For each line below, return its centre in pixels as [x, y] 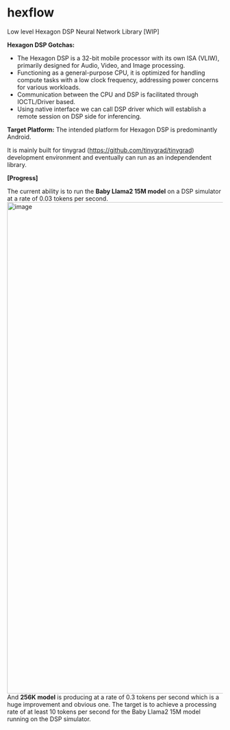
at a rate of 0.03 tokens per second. [57, 198]
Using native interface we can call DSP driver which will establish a [112, 109]
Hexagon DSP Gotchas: [41, 45]
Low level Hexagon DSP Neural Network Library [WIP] [83, 32]
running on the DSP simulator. [49, 719]
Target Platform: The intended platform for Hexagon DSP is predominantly [112, 129]
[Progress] [23, 178]
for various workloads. [49, 87]
